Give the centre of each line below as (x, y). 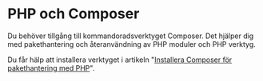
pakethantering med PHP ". (51, 67)
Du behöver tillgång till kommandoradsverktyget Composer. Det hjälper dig (131, 36)
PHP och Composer (74, 14)
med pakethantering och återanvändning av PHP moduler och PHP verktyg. (132, 44)
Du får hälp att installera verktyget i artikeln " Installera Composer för (120, 60)
